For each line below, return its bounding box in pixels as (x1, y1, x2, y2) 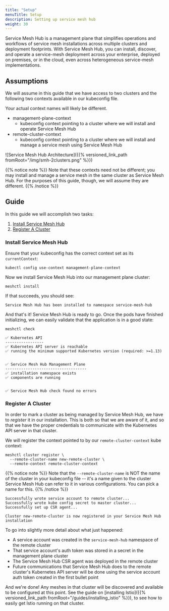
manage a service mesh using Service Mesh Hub (20, 142, 123, 148)
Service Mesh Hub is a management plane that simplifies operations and (5, 35, 156, 41)
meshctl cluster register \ (5, 452, 65, 457)
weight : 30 (5, 21, 28, 27)
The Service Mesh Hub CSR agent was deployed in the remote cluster (12, 558, 158, 565)
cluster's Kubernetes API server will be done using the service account (12, 569, 160, 575)
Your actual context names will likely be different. (5, 106, 107, 112)
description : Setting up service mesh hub (5, 17, 96, 22)
